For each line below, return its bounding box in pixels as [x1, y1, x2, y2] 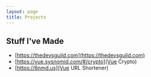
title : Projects [6, 14, 46, 20]
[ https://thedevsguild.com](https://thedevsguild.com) [14, 52, 145, 59]
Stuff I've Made [6, 36, 64, 46]
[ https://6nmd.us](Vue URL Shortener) [14, 65, 109, 72]
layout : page [6, 8, 38, 15]
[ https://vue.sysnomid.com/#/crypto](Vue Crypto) [14, 58, 137, 65]
